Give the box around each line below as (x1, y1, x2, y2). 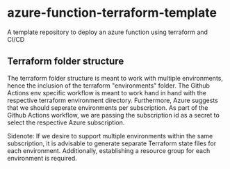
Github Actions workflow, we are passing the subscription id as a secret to (7, 111, 220, 119)
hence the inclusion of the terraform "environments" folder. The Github (7, 81, 211, 90)
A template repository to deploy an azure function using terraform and (7, 28, 208, 36)
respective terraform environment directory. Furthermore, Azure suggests (7, 96, 219, 104)
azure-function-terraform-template (7, 5, 217, 21)
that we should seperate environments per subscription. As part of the (7, 103, 208, 112)
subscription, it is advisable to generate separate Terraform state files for (7, 139, 217, 147)
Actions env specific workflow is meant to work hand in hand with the (7, 88, 207, 97)
